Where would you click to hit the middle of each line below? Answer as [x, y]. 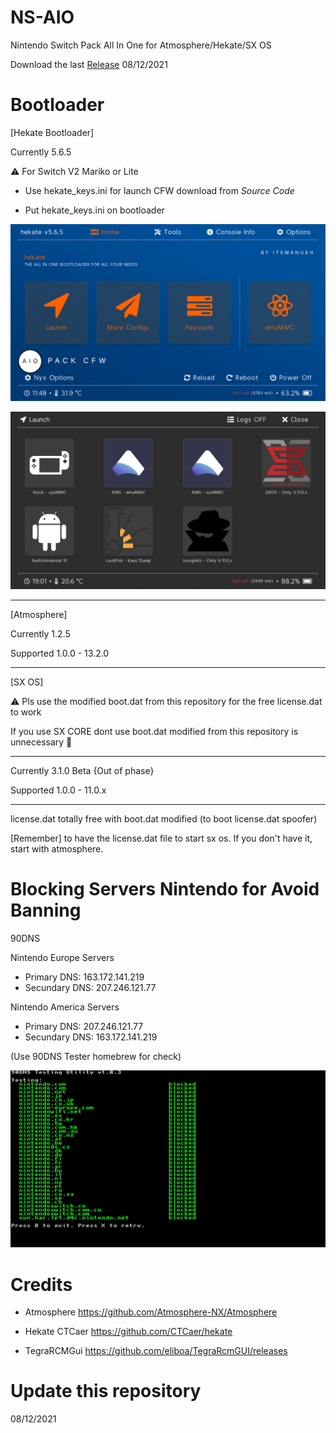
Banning [46, 910]
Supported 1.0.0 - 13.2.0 [60, 653]
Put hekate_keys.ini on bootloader [94, 210]
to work [26, 712]
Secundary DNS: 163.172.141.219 [91, 1037]
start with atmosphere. [57, 848]
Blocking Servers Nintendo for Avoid [165, 889]
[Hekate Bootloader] [52, 132]
